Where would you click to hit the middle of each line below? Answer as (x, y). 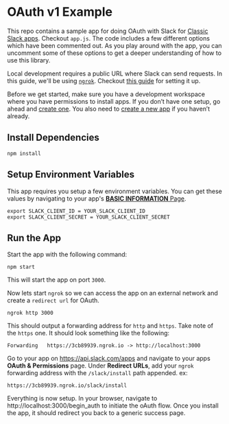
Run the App (34, 238)
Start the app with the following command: (67, 254)
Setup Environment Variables (71, 175)
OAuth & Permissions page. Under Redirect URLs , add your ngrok (100, 366)
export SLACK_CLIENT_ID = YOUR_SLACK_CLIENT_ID (76, 211)
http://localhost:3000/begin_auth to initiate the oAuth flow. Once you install (113, 405)
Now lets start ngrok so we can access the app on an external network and (112, 293)
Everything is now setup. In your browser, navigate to (82, 399)
